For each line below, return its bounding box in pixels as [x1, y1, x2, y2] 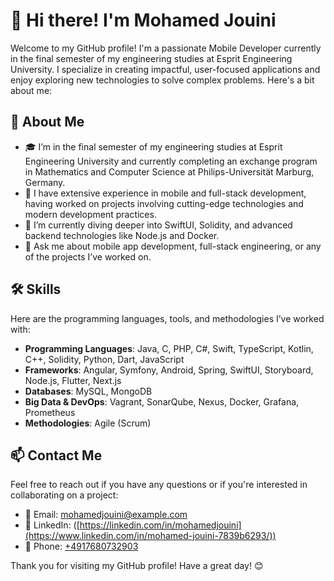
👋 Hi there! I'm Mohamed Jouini [10, 9, 277, 32]
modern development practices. [24, 208, 157, 220]
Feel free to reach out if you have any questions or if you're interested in [10, 479, 308, 491]
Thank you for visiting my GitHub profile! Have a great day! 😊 [10, 560, 264, 572]
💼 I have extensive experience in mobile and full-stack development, [24, 187, 307, 199]
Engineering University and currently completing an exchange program [24, 155, 318, 167]
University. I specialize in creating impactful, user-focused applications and [10, 63, 321, 75]
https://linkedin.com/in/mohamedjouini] [79, 519, 242, 531]
